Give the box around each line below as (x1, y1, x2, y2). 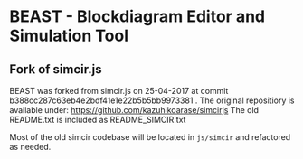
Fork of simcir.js (9, 61, 102, 77)
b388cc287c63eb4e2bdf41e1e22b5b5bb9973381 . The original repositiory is (9, 95, 295, 106)
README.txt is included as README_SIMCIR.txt (9, 115, 186, 125)
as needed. (9, 142, 52, 152)
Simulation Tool (9, 25, 129, 46)
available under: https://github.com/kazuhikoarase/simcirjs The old (9, 105, 260, 115)
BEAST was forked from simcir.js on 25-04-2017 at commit (9, 86, 229, 96)
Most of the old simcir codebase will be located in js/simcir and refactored (9, 132, 291, 142)
